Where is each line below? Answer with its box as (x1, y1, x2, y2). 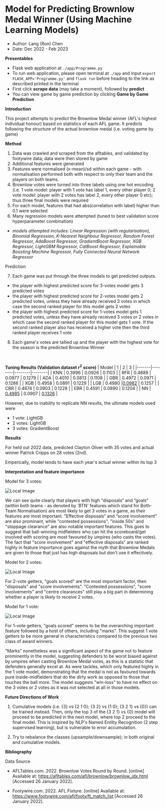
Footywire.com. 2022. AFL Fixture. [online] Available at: (12, 788, 125, 794)
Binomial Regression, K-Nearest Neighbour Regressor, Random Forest (12, 233, 155, 239)
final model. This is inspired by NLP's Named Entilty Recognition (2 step (12, 719, 158, 725)
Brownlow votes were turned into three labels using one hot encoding (12, 181, 154, 188)
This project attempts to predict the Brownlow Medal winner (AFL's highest (5, 115, 157, 121)
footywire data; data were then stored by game (12, 155, 108, 161)
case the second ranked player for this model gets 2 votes (12, 303, 131, 309)
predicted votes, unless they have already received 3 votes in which (12, 298, 151, 304)
